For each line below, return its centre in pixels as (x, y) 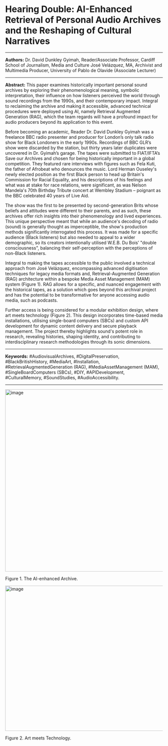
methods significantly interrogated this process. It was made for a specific (82, 232)
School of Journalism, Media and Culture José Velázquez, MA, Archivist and (84, 65)
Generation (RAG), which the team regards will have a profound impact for (81, 117)
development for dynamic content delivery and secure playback (71, 326)
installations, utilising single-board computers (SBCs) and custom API (77, 320)
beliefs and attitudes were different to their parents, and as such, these (78, 210)
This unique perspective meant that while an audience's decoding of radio (82, 221)
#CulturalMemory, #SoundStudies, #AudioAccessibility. (62, 377)
